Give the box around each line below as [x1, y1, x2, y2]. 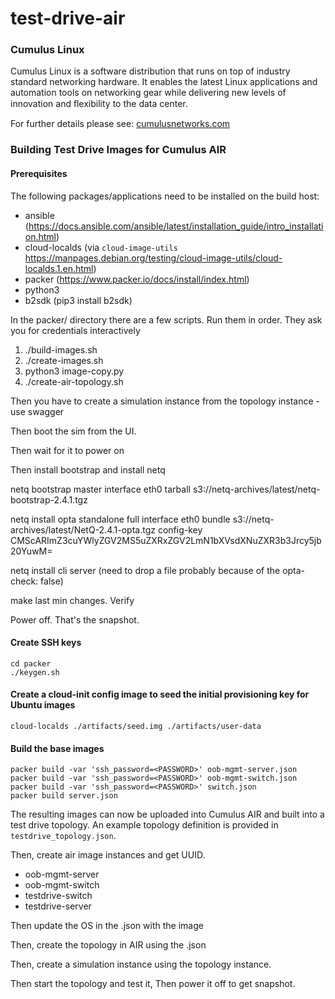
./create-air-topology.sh [24, 375, 124, 387]
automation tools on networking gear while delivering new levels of [10, 87, 287, 99]
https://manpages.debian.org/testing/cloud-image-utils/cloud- [24, 252, 283, 264]
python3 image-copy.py [24, 365, 125, 377]
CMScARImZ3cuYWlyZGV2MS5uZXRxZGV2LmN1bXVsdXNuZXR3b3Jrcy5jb [10, 534, 322, 546]
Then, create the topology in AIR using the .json [10, 939, 207, 951]
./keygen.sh [10, 667, 60, 677]
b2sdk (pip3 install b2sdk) [24, 294, 133, 306]
